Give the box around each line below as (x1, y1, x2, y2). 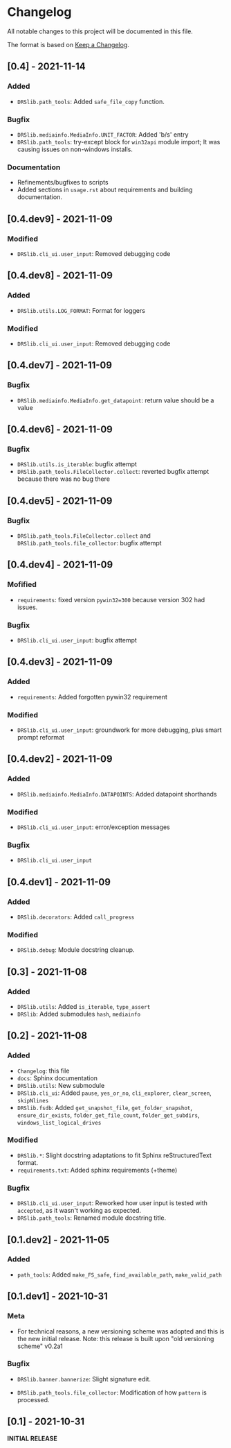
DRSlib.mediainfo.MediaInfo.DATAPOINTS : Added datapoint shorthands (17, 790, 217, 798)
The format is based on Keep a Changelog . (7, 40, 129, 49)
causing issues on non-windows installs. (17, 145, 133, 153)
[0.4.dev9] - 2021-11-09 (7, 213, 113, 225)
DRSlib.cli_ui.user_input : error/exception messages (17, 823, 171, 831)
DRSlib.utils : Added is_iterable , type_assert (17, 1002, 151, 1010)
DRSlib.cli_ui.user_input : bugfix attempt (17, 636, 137, 644)
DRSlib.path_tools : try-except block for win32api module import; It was (17, 137, 221, 146)
